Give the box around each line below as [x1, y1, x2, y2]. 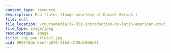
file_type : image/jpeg [5, 26, 53, 31]
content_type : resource [5, 7, 56, 13]
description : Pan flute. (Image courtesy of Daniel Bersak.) [5, 12, 138, 17]
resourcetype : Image [5, 31, 49, 36]
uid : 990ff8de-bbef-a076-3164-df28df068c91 [5, 40, 99, 45]
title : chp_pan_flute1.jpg [5, 36, 63, 41]
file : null [5, 17, 28, 22]
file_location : [5, 21, 38, 27]
